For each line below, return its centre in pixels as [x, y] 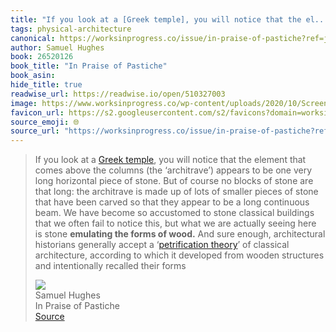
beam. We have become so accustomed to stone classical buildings [174, 213]
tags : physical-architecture [71, 29]
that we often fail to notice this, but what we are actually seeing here [175, 223]
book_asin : [33, 76]
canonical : [33, 38]
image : [24, 103]
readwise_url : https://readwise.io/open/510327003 [118, 94]
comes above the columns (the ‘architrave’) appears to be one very [173, 170]
